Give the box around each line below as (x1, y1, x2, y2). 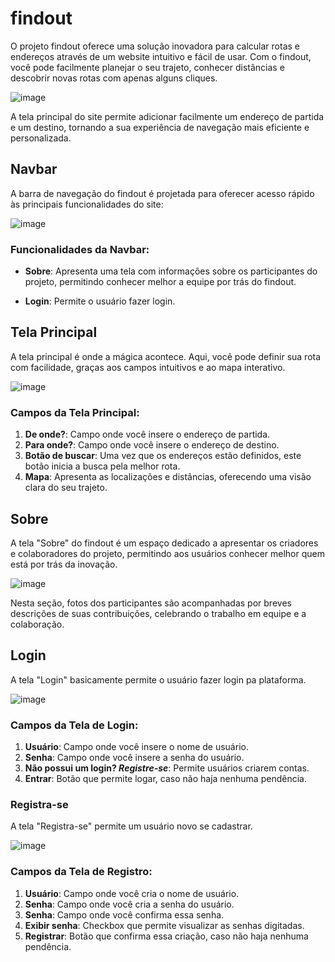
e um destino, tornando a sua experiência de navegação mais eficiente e (10, 121, 310, 133)
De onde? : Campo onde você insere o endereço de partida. (24, 428, 271, 441)
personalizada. (10, 132, 72, 144)
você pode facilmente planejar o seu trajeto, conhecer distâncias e (10, 61, 285, 73)
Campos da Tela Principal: (10, 405, 140, 419)
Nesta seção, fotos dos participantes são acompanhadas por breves (10, 597, 292, 609)
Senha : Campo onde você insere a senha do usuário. (24, 752, 245, 764)
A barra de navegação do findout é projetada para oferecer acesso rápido (10, 187, 315, 199)
